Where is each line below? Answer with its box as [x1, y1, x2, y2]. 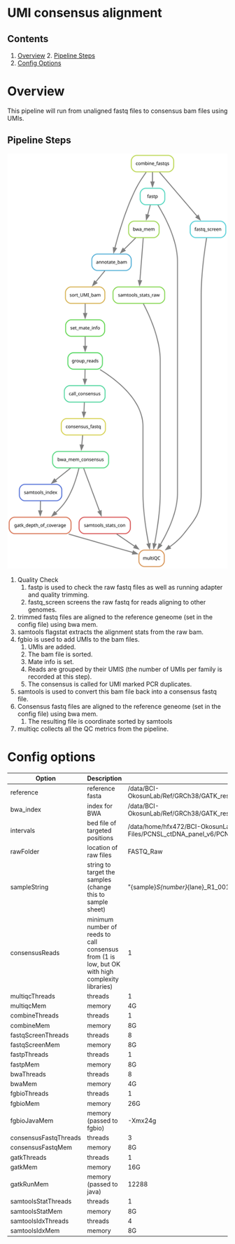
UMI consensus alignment [7, 5, 162, 21]
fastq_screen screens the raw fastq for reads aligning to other [27, 597, 206, 606]
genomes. [27, 605, 57, 614]
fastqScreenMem [10, 1041, 60, 1049]
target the [87, 868, 115, 877]
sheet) [87, 905, 106, 914]
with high [87, 967, 114, 975]
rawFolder [10, 847, 40, 856]
